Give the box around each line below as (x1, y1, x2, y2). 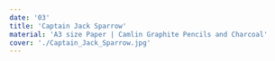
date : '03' (9, 13, 50, 22)
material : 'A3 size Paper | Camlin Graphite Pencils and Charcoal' (9, 30, 269, 39)
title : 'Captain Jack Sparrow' (9, 22, 127, 30)
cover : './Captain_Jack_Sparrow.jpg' (9, 38, 151, 48)
